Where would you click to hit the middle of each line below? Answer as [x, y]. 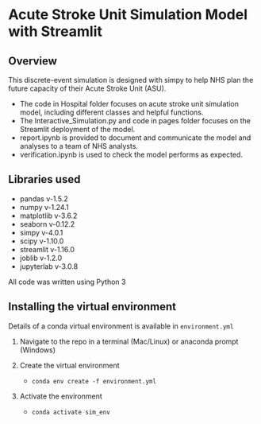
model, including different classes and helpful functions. [111, 112]
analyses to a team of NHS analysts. [79, 146]
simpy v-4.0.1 [41, 232]
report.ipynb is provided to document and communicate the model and [135, 138]
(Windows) [38, 350]
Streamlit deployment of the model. [77, 129]
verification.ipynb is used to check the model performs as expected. [131, 154]
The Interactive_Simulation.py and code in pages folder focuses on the [135, 121]
